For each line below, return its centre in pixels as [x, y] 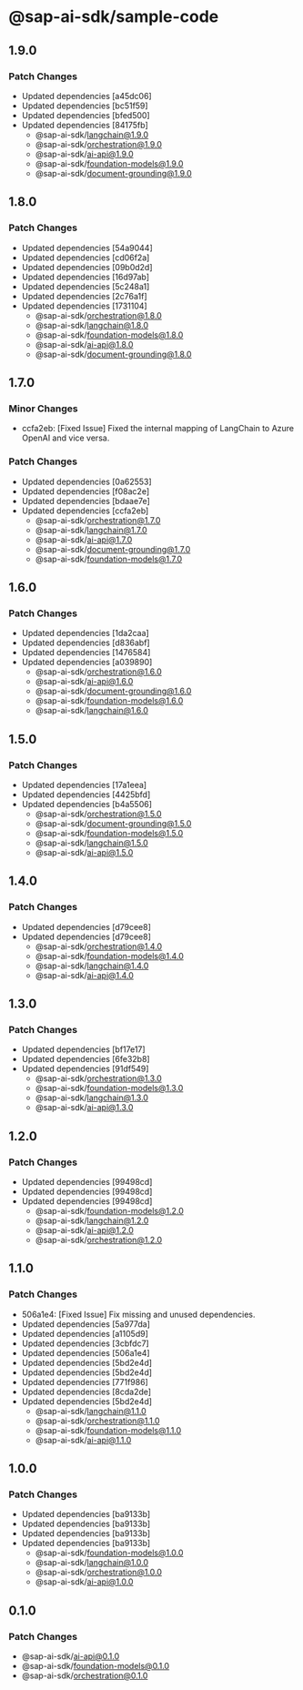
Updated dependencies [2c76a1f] [84, 296]
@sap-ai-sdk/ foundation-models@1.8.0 [109, 335]
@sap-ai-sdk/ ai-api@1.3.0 [84, 1108]
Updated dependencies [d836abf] [86, 643]
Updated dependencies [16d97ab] [86, 277]
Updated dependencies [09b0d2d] [87, 267]
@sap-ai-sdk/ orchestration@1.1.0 [97, 1421]
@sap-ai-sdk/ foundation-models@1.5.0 [109, 833]
